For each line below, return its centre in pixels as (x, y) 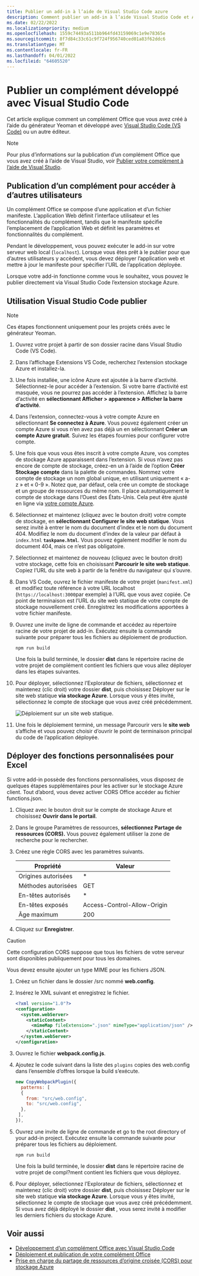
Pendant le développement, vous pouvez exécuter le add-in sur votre (91, 246)
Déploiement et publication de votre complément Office (83, 1254)
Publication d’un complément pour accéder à (91, 186)
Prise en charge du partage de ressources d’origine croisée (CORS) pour (104, 1261)
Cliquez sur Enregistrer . (45, 929)
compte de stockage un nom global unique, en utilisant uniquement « (99, 478)
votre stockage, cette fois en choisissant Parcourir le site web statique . (103, 564)
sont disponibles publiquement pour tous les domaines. (74, 958)
